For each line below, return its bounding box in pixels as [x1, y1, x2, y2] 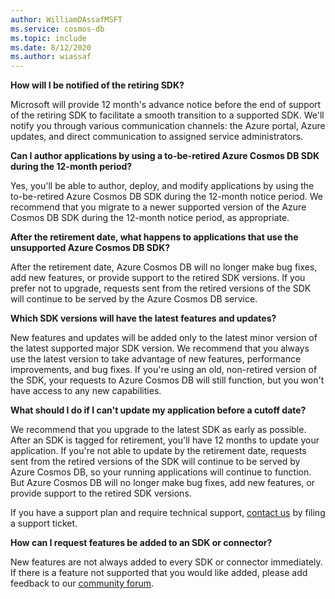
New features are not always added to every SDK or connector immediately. [10, 556, 323, 568]
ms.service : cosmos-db [10, 24, 105, 34]
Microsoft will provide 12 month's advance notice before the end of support [10, 99, 322, 111]
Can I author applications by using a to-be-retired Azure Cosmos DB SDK [10, 150, 320, 162]
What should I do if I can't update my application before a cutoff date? [10, 404, 307, 416]
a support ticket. [10, 517, 78, 530]
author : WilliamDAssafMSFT [10, 14, 123, 25]
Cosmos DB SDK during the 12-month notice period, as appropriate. [10, 212, 290, 224]
